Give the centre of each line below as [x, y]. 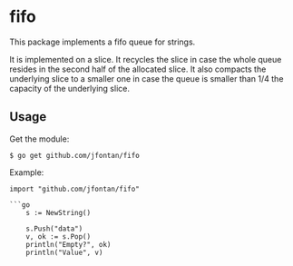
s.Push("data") [54, 229]
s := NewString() [59, 212]
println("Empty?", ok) [68, 244]
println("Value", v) [64, 252]
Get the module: [39, 139]
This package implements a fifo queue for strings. [103, 42]
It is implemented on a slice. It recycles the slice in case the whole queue [146, 59]
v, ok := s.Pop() [59, 236]
